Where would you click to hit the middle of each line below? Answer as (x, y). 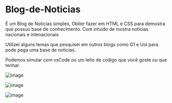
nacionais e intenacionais (32, 34)
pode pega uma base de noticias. (41, 50)
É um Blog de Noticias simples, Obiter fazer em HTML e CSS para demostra (85, 24)
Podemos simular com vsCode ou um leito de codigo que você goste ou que (86, 59)
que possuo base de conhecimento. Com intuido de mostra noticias (77, 29)
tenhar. (13, 65)
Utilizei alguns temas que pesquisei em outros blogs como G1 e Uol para (82, 44)
